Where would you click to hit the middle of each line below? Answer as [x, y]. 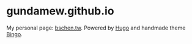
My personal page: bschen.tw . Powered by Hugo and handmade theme [96, 28]
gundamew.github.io [60, 11]
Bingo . [14, 34]
